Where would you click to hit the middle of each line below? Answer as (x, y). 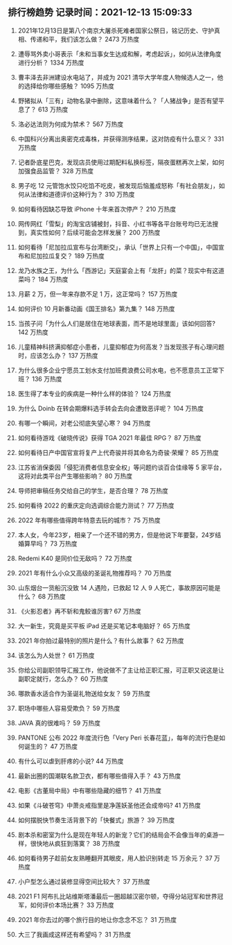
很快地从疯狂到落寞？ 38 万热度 (75, 843)
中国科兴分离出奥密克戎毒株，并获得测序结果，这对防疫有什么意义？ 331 (121, 139)
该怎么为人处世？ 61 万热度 (56, 655)
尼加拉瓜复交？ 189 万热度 (67, 256)
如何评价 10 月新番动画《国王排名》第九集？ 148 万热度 (96, 309)
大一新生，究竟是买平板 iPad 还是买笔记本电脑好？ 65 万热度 (104, 625)
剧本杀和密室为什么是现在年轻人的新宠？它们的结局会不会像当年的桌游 (118, 835)
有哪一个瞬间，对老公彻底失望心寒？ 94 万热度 (84, 423)
